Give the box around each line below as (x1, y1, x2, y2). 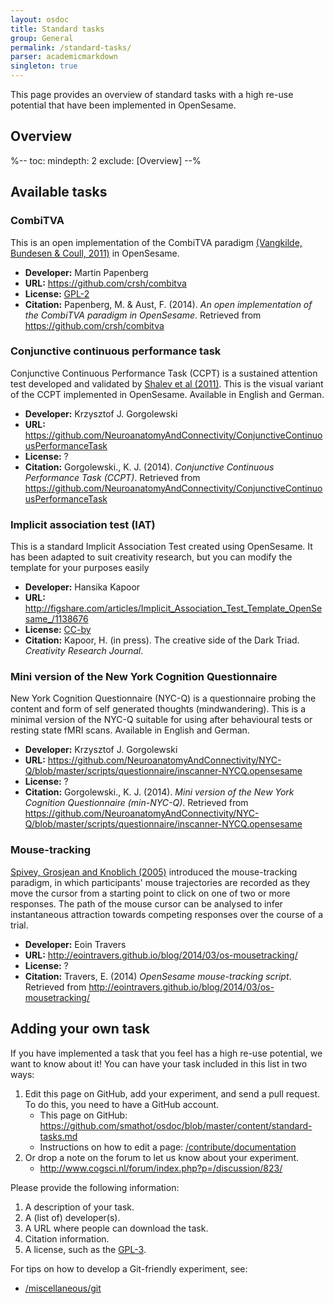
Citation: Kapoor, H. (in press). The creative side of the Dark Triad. (24, 634, 300, 646)
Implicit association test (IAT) (10, 517, 156, 531)
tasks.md (39, 1130, 78, 1142)
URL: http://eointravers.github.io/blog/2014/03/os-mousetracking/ (24, 949, 298, 961)
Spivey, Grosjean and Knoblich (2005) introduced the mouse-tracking (10, 866, 298, 878)
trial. (10, 919, 29, 931)
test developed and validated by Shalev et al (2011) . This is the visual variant (10, 377, 324, 390)
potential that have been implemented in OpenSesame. (10, 99, 237, 111)
